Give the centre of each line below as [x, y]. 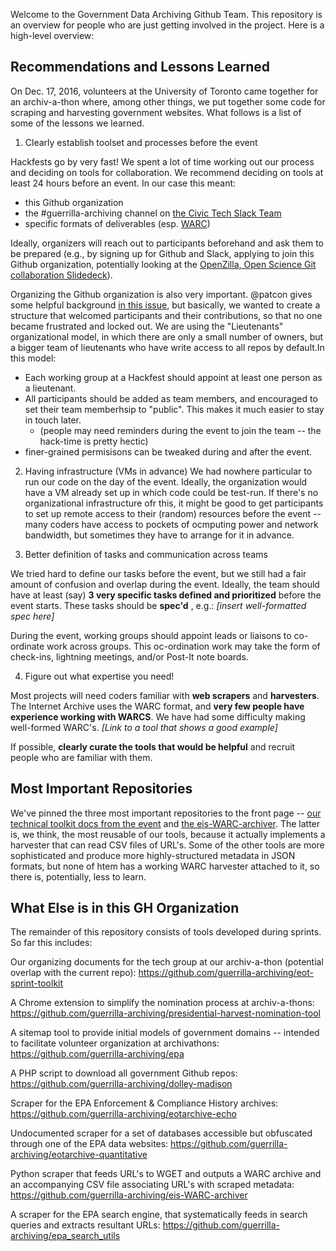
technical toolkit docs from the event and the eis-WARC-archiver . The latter [165, 823]
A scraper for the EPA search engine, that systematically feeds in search [159, 1215]
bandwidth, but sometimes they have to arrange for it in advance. [159, 535]
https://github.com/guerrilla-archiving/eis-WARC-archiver [129, 1195]
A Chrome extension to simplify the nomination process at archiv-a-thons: [162, 1003]
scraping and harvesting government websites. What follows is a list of [156, 112]
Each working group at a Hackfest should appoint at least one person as [173, 377]
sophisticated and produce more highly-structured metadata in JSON [153, 855]
